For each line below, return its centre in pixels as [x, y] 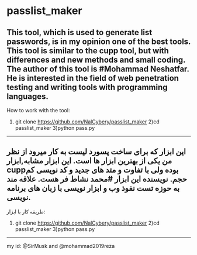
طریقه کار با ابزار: [26, 211]
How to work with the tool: [38, 110]
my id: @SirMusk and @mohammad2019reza [61, 246]
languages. [28, 96]
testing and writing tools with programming [87, 87]
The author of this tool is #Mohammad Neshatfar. [98, 69]
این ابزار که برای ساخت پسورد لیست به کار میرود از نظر [96, 152]
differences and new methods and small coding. [96, 60]
